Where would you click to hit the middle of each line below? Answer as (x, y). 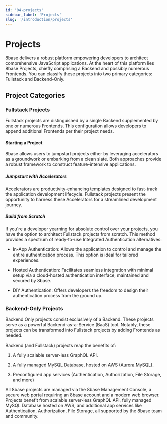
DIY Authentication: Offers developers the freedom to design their (80, 290)
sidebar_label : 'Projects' (33, 15)
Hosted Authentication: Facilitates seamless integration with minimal (83, 270)
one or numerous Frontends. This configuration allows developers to (76, 126)
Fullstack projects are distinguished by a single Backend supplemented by (82, 120)
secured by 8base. (32, 281)
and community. (22, 416)
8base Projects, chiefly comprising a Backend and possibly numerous (77, 69)
